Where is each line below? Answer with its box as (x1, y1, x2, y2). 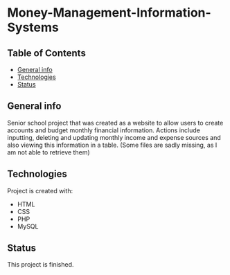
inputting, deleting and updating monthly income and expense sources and (7, 133, 222, 141)
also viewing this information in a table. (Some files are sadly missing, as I (7, 141, 218, 149)
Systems (7, 19, 59, 35)
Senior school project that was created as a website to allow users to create (7, 118, 224, 127)
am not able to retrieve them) (7, 148, 90, 157)
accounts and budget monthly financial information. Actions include (7, 126, 201, 134)
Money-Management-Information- (7, 5, 211, 21)
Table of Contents (7, 47, 87, 59)
